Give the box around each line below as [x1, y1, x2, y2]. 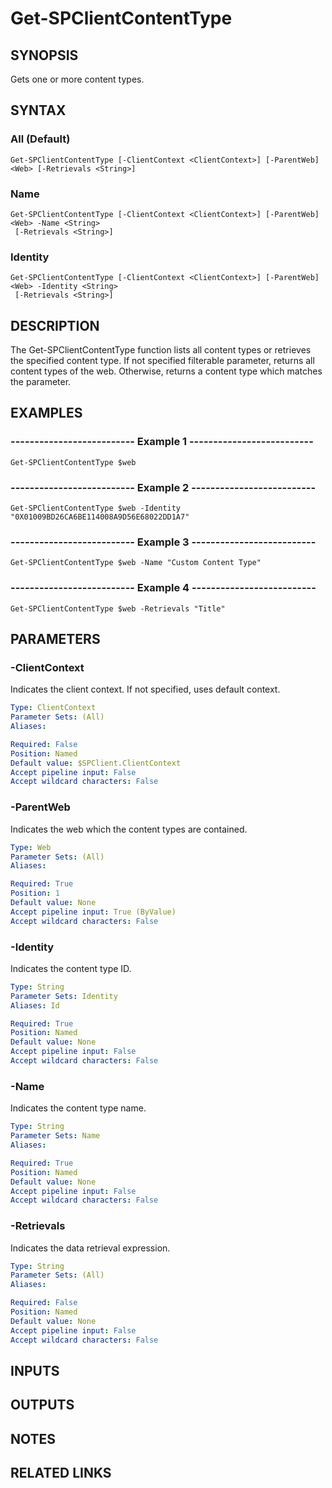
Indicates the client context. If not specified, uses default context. [10, 683, 281, 696]
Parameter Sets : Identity [10, 991, 118, 1001]
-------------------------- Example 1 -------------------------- [10, 435, 314, 449]
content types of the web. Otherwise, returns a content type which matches [10, 365, 323, 377]
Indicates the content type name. [10, 1102, 147, 1114]
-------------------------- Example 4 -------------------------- [10, 581, 317, 595]
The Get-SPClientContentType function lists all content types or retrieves [10, 344, 312, 356]
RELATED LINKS [10, 1465, 112, 1482]
